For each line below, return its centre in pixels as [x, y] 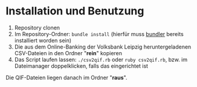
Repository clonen [37, 28]
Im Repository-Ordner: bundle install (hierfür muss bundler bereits [99, 34]
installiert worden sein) [43, 40]
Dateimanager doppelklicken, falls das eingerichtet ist [81, 66]
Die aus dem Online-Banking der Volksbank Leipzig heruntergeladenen [103, 47]
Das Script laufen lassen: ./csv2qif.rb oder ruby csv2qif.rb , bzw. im [101, 59]
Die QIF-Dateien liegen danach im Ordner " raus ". [66, 77]
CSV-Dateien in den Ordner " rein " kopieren [68, 53]
